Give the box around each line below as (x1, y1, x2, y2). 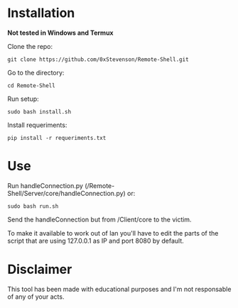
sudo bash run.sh (7, 202, 59, 210)
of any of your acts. (7, 292, 65, 301)
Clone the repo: (7, 42, 53, 50)
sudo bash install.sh (7, 108, 72, 115)
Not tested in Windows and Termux (7, 28, 114, 37)
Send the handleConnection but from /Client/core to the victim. (7, 215, 192, 224)
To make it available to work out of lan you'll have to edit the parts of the (7, 229, 219, 237)
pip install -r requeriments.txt (7, 134, 107, 141)
